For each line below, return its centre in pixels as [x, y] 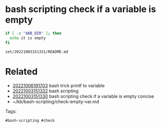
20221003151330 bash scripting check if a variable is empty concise [83, 96]
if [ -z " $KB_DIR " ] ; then [33, 33]
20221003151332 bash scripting [45, 91]
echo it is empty [28, 38]
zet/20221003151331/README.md [37, 52]
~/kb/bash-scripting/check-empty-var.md [56, 101]
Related [21, 72]
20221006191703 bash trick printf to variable [58, 85]
